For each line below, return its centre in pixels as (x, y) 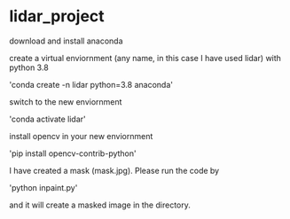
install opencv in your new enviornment (81, 136)
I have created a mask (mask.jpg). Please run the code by (114, 170)
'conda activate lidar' (47, 119)
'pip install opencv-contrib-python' (73, 153)
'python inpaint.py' (43, 187)
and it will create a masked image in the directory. (100, 205)
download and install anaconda (66, 41)
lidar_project (57, 16)
